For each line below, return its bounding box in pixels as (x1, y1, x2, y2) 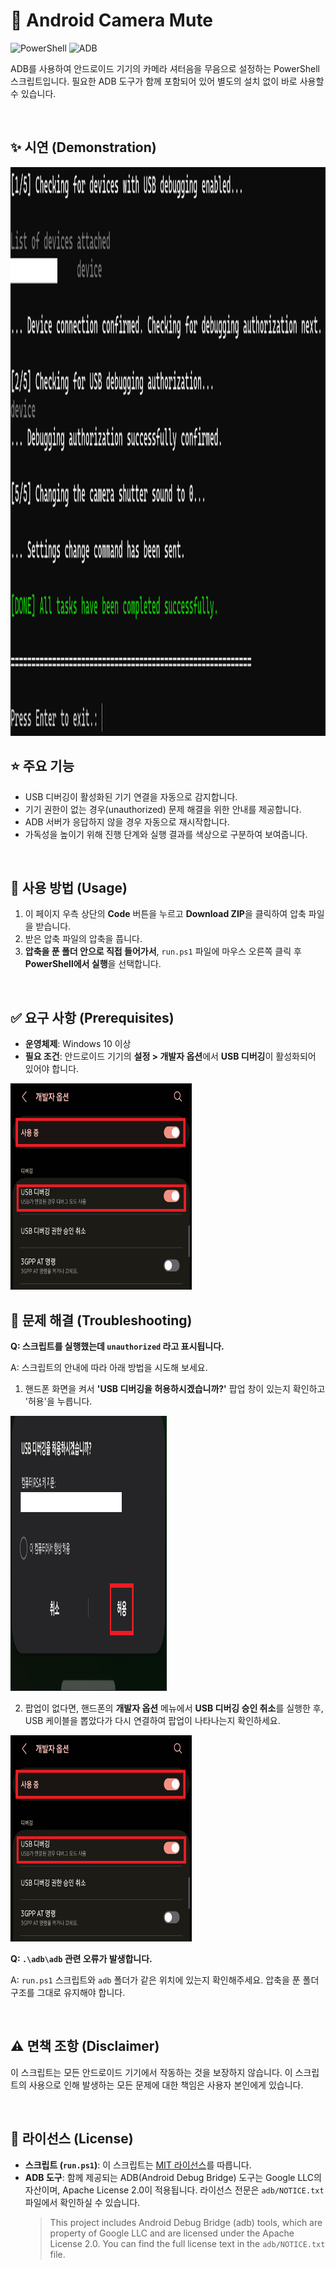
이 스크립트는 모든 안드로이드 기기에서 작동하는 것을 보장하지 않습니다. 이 (10, 2066, 293, 2078)
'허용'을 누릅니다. (24, 1395, 93, 1407)
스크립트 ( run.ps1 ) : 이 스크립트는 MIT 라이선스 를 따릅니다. (24, 2159, 252, 2171)
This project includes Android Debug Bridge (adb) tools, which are (49, 2216, 323, 2228)
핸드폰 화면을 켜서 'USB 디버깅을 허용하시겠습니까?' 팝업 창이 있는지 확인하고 (24, 1383, 326, 1394)
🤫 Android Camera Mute (10, 9, 214, 32)
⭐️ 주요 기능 (10, 758, 75, 775)
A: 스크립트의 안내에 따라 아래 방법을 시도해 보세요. (10, 1362, 208, 1373)
